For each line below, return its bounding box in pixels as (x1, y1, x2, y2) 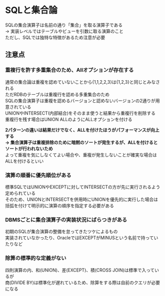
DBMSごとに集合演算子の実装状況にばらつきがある (5, 216, 128, 223)
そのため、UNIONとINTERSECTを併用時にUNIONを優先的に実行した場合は (5, 196, 158, 202)
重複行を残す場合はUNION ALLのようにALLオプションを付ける (5, 116, 133, 122)
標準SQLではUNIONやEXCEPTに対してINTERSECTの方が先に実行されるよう (5, 184, 161, 190)
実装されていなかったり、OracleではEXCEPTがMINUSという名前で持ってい (5, 235, 159, 241)
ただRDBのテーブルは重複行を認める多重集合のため (5, 91, 110, 97)
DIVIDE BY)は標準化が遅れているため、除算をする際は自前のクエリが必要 (11, 280, 161, 286)
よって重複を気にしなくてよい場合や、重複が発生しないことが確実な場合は (5, 151, 158, 157)
